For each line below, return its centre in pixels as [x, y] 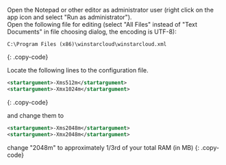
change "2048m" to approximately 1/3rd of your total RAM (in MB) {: [103, 147]
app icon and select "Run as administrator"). [70, 17]
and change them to [35, 115]
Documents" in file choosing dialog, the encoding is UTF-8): [92, 31]
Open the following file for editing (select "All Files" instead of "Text [102, 24]
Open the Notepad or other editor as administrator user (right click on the [111, 10]
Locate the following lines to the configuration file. [78, 70]
